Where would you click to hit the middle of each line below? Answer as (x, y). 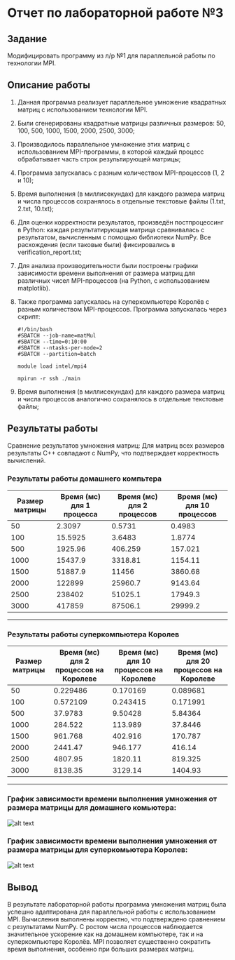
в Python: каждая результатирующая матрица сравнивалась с (111, 229)
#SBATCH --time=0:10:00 (52, 342)
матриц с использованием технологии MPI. (83, 109)
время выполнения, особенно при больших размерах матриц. (101, 949)
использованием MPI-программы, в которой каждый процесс (111, 152)
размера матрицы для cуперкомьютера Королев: (98, 850)
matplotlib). (34, 288)
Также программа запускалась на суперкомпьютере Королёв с (113, 301)
